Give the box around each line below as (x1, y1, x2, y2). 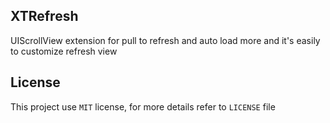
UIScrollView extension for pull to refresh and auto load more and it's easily (10, 34, 321, 46)
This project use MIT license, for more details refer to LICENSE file (10, 100, 276, 113)
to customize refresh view (10, 45, 118, 57)
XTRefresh (10, 8, 79, 25)
